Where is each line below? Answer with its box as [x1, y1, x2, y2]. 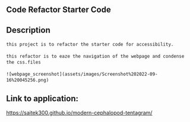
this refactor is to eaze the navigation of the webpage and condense [6, 54, 185, 60]
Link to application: [6, 93, 79, 104]
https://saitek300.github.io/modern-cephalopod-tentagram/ [6, 110, 153, 117]
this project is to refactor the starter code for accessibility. [6, 42, 174, 48]
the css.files [6, 60, 42, 65]
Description [6, 25, 50, 35]
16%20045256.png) [6, 77, 49, 83]
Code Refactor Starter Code [6, 5, 111, 15]
